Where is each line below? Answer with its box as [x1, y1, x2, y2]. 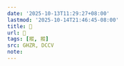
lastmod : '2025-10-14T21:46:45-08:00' [7, 16, 119, 23]
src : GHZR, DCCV [7, 42, 54, 49]
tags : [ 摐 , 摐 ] [7, 36, 49, 43]
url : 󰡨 [7, 29, 26, 36]
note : [7, 49, 23, 56]
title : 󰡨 [7, 23, 33, 30]
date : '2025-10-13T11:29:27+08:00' [7, 10, 110, 17]
